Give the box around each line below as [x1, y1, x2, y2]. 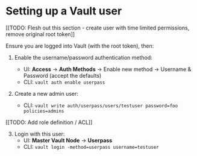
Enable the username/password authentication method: [14, 54, 153, 61]
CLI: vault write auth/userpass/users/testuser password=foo [23, 101, 178, 109]
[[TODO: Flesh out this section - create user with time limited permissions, [5, 24, 190, 31]
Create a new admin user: [14, 90, 79, 97]
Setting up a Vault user [5, 4, 122, 18]
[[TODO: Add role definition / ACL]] [5, 119, 93, 126]
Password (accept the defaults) [23, 72, 102, 79]
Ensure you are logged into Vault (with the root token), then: [5, 42, 154, 49]
